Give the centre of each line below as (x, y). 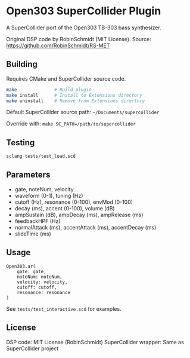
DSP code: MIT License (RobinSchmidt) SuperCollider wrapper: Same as (95, 342)
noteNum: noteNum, (40, 277)
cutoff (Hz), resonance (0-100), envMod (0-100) (74, 202)
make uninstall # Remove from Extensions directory (76, 101)
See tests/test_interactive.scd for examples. (64, 308)
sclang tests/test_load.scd (41, 157)
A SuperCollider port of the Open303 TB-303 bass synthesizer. (84, 27)
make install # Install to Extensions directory (74, 95)
